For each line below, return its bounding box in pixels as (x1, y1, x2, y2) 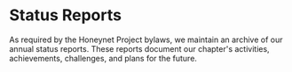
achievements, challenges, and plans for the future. (9, 53, 198, 63)
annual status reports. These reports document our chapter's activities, (9, 43, 270, 54)
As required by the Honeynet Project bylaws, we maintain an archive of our (9, 34, 283, 45)
